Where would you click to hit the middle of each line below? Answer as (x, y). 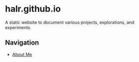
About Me (22, 54)
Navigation (22, 43)
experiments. (18, 27)
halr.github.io (33, 9)
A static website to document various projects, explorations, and (70, 22)
